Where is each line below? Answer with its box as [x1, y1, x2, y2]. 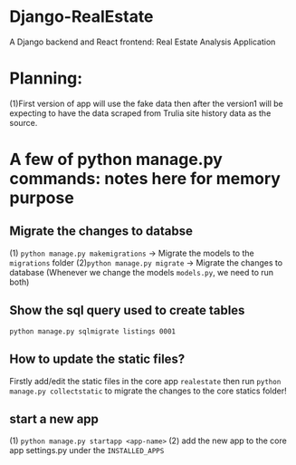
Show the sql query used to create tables [9, 303, 245, 318]
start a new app [9, 411, 100, 427]
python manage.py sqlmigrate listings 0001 [9, 326, 177, 336]
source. [9, 117, 38, 128]
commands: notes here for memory [9, 169, 281, 189]
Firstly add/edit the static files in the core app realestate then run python [9, 375, 282, 386]
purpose [9, 188, 74, 208]
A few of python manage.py [9, 150, 224, 170]
